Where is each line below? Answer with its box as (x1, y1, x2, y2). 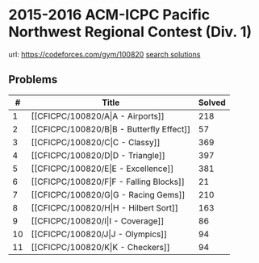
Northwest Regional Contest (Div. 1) (8, 23, 253, 41)
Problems (8, 73, 58, 86)
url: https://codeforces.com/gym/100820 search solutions (8, 49, 201, 59)
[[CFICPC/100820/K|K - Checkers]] (31, 241, 171, 253)
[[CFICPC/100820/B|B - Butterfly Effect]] (31, 123, 191, 135)
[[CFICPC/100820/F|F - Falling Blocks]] (31, 176, 186, 187)
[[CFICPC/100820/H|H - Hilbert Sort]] (31, 202, 179, 213)
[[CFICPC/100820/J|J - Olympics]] (31, 228, 168, 240)
